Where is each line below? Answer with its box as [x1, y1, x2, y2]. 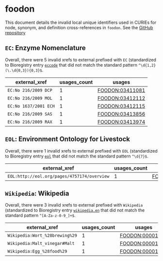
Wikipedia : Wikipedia [5, 189, 69, 197]
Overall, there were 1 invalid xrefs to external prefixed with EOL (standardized [5, 148, 158, 154]
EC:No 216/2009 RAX [7, 119, 52, 124]
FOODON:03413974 [97, 118, 146, 125]
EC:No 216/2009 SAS [7, 111, 52, 117]
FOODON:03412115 [97, 103, 146, 109]
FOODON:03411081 [97, 87, 146, 93]
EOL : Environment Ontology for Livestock [5, 135, 130, 143]
